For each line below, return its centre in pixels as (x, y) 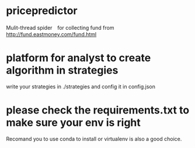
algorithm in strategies (62, 70)
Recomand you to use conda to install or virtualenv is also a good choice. (94, 139)
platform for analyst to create (79, 58)
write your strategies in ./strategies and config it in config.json (81, 87)
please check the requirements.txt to (98, 110)
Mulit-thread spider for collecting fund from (60, 27)
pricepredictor (42, 11)
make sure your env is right (74, 123)
